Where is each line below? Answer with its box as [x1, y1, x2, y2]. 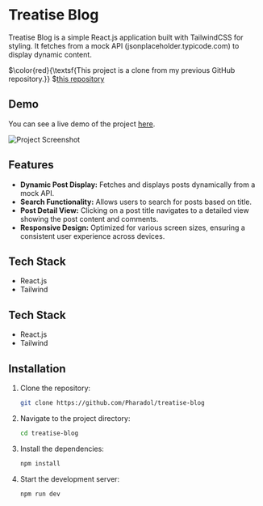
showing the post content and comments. [19, 214, 159, 223]
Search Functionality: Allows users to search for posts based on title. [19, 197, 253, 206]
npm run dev [19, 490, 61, 498]
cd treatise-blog [19, 429, 79, 437]
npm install [19, 459, 61, 467]
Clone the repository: [19, 383, 91, 393]
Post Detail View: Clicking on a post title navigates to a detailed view [19, 205, 249, 215]
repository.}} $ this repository [8, 74, 105, 83]
